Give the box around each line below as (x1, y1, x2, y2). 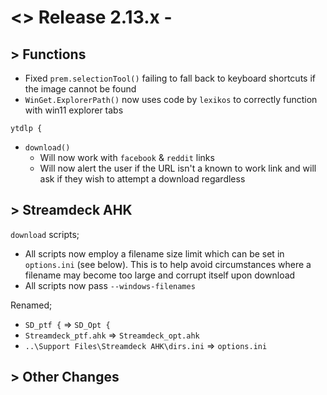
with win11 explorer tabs (24, 104, 124, 116)
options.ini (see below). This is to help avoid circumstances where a (24, 258, 312, 270)
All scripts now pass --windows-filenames (24, 279, 196, 291)
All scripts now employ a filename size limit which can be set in (24, 247, 285, 260)
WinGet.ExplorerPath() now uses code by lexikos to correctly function (24, 94, 318, 105)
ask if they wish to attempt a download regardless (39, 173, 246, 185)
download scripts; (10, 228, 80, 240)
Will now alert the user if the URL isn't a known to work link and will (39, 162, 317, 174)
